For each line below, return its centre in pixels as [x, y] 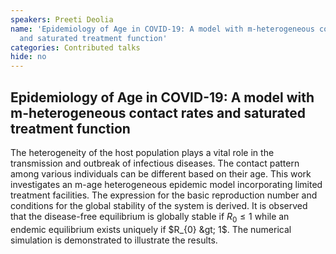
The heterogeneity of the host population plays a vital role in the [142, 152]
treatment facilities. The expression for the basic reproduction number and [164, 195]
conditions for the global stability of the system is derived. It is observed [159, 205]
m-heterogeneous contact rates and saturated [158, 112]
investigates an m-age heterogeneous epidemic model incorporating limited [166, 184]
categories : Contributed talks [75, 47]
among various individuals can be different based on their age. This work [161, 173]
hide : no [28, 57]
